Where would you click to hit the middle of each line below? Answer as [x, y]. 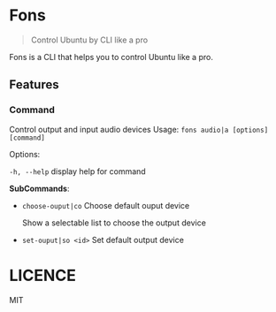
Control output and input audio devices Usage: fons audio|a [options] [139, 129]
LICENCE [43, 275]
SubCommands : [39, 188]
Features [34, 85]
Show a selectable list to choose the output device [114, 223]
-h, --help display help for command [77, 171]
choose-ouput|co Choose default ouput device [106, 205]
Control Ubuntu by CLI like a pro [89, 40]
